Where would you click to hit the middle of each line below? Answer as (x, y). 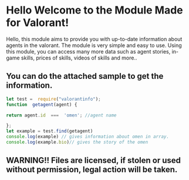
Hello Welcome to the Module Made (95, 10)
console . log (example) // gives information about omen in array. (87, 137)
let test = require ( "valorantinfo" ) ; (53, 99)
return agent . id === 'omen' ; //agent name (61, 115)
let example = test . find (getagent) (50, 131)
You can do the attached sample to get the (85, 76)
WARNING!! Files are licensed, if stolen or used (93, 160)
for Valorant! (38, 23)
